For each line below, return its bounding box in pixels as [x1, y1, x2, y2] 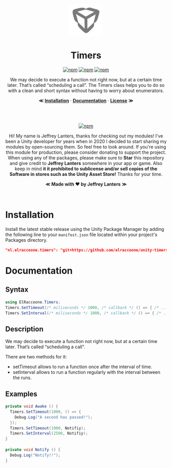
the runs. [12, 374, 32, 381]
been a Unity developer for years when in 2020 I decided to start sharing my [5, 138, 167, 145]
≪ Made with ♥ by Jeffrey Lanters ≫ [45, 181, 127, 187]
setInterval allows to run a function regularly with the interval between [12, 369, 160, 375]
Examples [5, 389, 37, 398]
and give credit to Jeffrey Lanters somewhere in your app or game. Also [9, 160, 163, 166]
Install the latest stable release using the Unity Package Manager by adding [5, 226, 165, 232]
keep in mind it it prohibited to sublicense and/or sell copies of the [14, 166, 158, 172]
